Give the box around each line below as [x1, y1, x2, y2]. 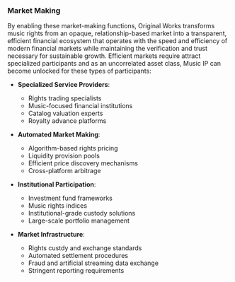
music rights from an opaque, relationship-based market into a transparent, [7, 29, 227, 37]
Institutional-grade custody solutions [28, 209, 136, 218]
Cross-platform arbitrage [28, 167, 101, 175]
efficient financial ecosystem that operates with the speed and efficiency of [7, 37, 228, 45]
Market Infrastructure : [17, 230, 85, 239]
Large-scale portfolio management [28, 216, 130, 225]
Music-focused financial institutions [28, 102, 133, 110]
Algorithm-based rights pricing [28, 144, 118, 153]
